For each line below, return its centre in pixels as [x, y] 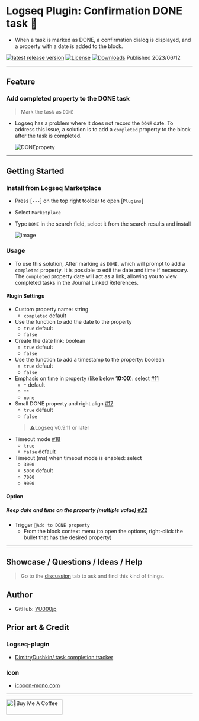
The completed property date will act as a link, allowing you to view [96, 276]
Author [19, 595]
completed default [45, 316]
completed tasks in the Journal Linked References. [77, 282]
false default [40, 452]
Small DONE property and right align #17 [64, 403]
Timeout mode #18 [38, 439]
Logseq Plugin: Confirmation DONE [94, 11]
